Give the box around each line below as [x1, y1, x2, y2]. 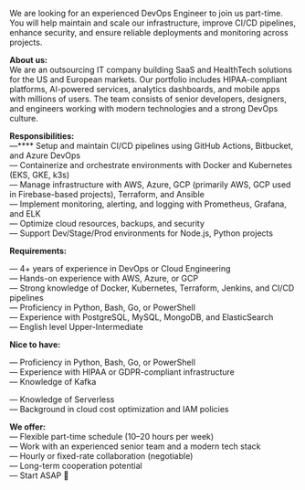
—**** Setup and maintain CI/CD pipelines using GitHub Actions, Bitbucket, [9, 141, 294, 151]
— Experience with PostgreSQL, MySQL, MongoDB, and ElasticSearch [9, 312, 274, 323]
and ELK [9, 208, 41, 218]
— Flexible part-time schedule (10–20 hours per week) [9, 431, 215, 442]
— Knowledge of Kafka [9, 377, 97, 387]
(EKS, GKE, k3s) [9, 169, 70, 180]
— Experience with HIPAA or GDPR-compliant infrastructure [9, 367, 235, 378]
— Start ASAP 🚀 [9, 470, 69, 481]
